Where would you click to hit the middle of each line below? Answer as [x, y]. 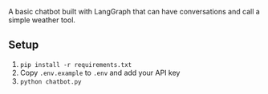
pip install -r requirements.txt [76, 65]
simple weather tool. [42, 20]
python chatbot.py [51, 82]
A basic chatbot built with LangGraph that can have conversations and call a [134, 12]
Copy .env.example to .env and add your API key [100, 72]
